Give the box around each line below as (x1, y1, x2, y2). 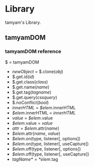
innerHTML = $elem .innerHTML (12, 104, 76, 110)
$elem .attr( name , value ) (12, 130, 61, 136)
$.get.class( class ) (12, 79, 48, 84)
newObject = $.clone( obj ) (12, 68, 63, 74)
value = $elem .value (12, 115, 53, 121)
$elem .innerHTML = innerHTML (12, 110, 76, 116)
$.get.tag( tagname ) (12, 89, 52, 95)
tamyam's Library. (5, 19, 41, 25)
